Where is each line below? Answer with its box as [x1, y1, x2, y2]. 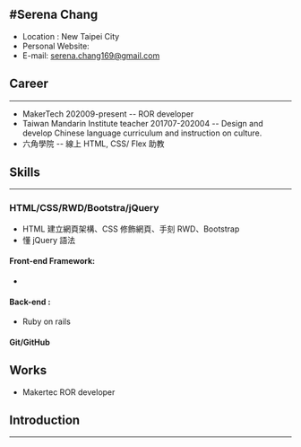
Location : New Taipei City [21, 31, 120, 41]
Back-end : [9, 296, 51, 307]
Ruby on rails [21, 316, 72, 327]
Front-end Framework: [9, 256, 96, 267]
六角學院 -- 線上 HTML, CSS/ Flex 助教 [21, 138, 165, 149]
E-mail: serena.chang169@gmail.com [21, 49, 160, 61]
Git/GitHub [9, 337, 51, 347]
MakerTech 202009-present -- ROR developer [21, 108, 194, 119]
